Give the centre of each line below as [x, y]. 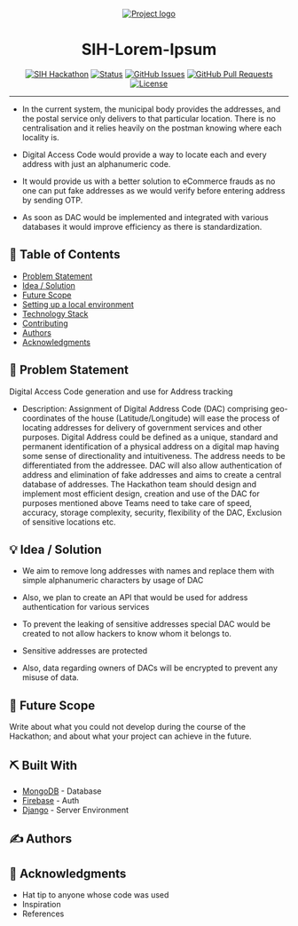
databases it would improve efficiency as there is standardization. [142, 226]
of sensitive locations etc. [69, 522]
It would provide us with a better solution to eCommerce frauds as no [149, 181]
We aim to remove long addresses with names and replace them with [148, 571]
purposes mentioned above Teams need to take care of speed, [137, 503]
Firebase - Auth [51, 800]
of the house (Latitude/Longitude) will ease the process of [174, 418]
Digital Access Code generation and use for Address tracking [121, 392]
